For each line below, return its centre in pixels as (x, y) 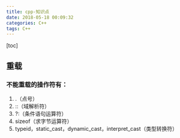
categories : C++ (26, 23)
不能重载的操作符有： (37, 85)
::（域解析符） (32, 106)
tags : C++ (19, 28)
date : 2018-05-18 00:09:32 (40, 17)
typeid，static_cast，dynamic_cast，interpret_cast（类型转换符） (96, 128)
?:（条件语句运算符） (41, 113)
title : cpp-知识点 (28, 12)
